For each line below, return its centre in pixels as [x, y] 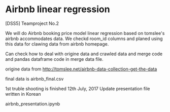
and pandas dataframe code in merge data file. [54, 59]
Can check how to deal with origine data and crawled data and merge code [84, 54]
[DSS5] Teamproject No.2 [32, 23]
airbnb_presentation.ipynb [33, 104]
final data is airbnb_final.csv [35, 79]
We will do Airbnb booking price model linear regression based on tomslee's [85, 33]
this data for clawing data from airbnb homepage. [57, 44]
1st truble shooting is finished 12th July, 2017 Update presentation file [78, 88]
